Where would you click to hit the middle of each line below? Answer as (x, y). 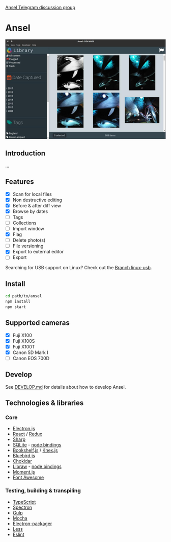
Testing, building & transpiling (43, 491)
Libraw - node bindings (37, 466)
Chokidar (22, 461)
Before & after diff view (37, 205)
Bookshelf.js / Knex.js (35, 450)
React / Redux (27, 434)
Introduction (25, 154)
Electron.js (24, 429)
